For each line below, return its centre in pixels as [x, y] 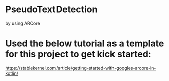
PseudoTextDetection [51, 9]
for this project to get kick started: [78, 54]
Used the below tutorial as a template [85, 44]
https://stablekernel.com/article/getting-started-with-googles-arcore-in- [81, 68]
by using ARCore [23, 23]
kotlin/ [12, 73]
